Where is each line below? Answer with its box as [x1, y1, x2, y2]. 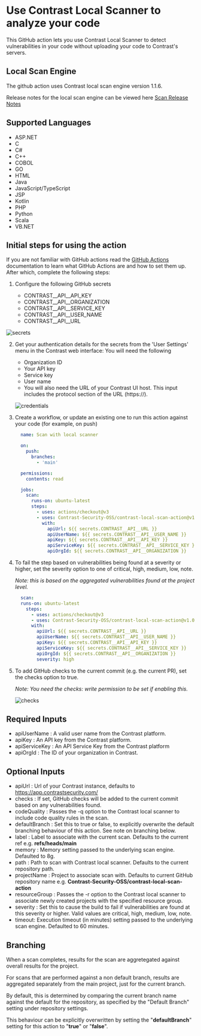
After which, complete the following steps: [6, 269, 111, 276]
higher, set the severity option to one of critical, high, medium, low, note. [14, 565, 193, 572]
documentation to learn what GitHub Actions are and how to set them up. [6, 262, 187, 270]
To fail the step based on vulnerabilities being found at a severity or [14, 559, 181, 566]
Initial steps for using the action [6, 240, 127, 250]
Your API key [23, 365, 56, 373]
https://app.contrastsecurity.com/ [14, 789, 99, 796]
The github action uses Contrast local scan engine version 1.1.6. [6, 82, 163, 89]
